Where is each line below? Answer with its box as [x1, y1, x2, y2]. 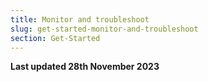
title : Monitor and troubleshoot [10, 14, 150, 25]
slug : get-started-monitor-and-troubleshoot [10, 24, 199, 34]
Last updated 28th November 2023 [10, 61, 160, 73]
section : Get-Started [10, 33, 101, 43]
